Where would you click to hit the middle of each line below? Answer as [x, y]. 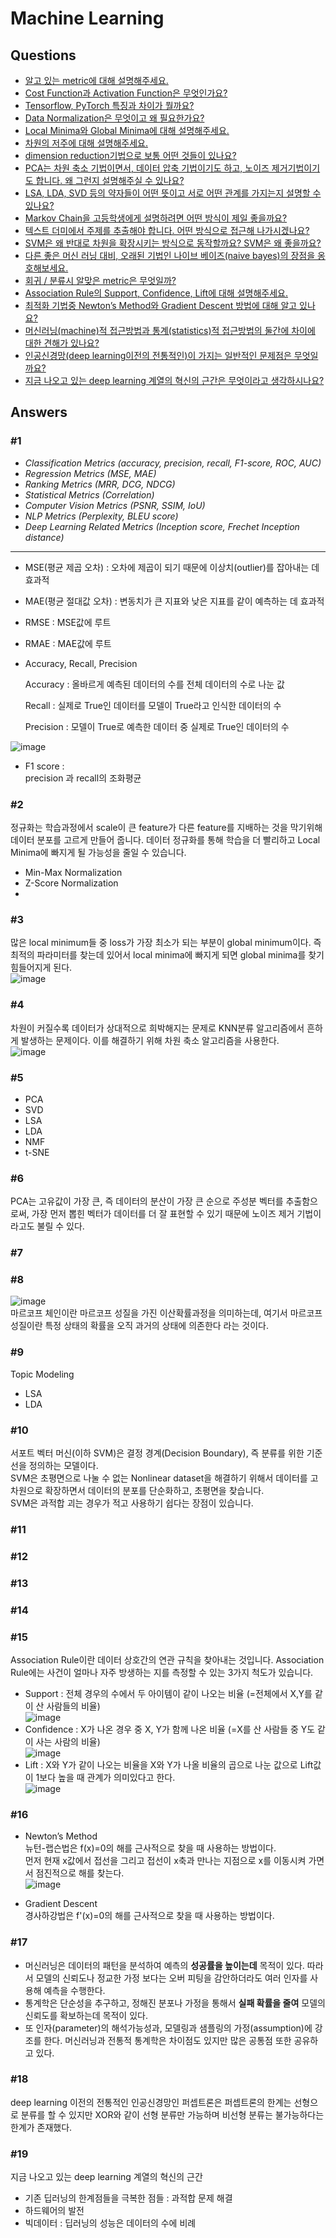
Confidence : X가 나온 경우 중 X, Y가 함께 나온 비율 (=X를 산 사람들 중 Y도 [170, 1729]
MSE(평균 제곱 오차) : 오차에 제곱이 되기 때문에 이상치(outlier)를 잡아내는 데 [172, 567]
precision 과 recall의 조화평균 [83, 778]
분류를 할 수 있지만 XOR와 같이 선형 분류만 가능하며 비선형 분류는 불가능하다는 [172, 2114]
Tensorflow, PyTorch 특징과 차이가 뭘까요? [109, 105]
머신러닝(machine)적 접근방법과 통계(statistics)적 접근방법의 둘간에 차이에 [170, 330]
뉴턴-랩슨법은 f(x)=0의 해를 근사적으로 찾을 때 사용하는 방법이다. [150, 1848]
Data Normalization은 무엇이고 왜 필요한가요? [114, 118]
